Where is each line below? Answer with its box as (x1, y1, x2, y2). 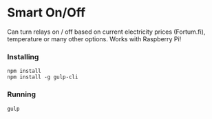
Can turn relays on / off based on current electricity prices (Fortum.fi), (7, 28, 206, 36)
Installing (7, 52, 39, 61)
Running (7, 89, 36, 99)
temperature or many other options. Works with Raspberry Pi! (7, 34, 182, 43)
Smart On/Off (7, 5, 86, 21)
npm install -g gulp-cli (7, 74, 78, 80)
